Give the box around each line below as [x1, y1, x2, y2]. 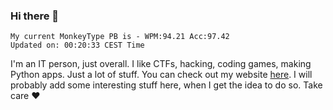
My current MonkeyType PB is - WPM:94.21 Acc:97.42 [10, 32, 230, 42]
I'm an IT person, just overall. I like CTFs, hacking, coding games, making [10, 58, 312, 70]
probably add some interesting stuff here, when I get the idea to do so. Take [10, 79, 323, 91]
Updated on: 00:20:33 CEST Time [10, 40, 145, 51]
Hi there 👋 [10, 9, 60, 23]
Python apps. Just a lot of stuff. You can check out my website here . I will [10, 69, 313, 81]
